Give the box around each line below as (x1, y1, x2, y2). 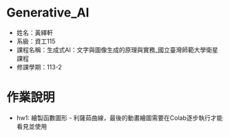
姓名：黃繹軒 (16, 28, 53, 36)
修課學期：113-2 (16, 63, 63, 71)
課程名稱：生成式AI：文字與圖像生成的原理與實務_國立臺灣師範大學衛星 (16, 45, 218, 54)
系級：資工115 (16, 36, 56, 45)
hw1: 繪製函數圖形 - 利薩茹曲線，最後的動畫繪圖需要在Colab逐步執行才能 (16, 114, 223, 122)
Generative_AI (6, 5, 90, 21)
